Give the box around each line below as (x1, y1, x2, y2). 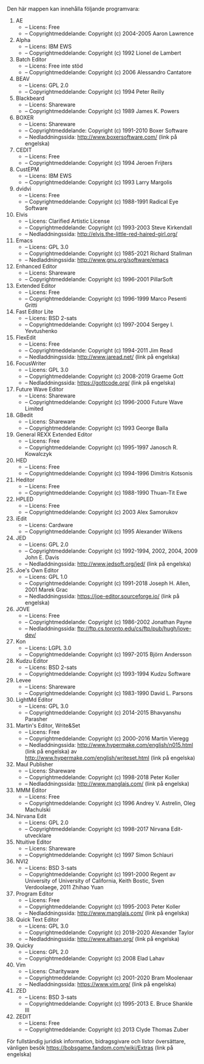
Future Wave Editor (15, 386, 64, 393)
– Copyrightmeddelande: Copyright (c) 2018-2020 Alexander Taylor (24, 929, 194, 936)
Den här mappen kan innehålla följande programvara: (7, 5, 140, 12)
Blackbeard (15, 94, 45, 102)
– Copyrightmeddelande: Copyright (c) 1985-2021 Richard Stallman (24, 250, 192, 257)
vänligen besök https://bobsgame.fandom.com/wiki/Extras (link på (7, 1044, 174, 1051)
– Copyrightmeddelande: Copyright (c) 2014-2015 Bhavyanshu (24, 709, 182, 716)
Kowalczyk (24, 450, 52, 457)
